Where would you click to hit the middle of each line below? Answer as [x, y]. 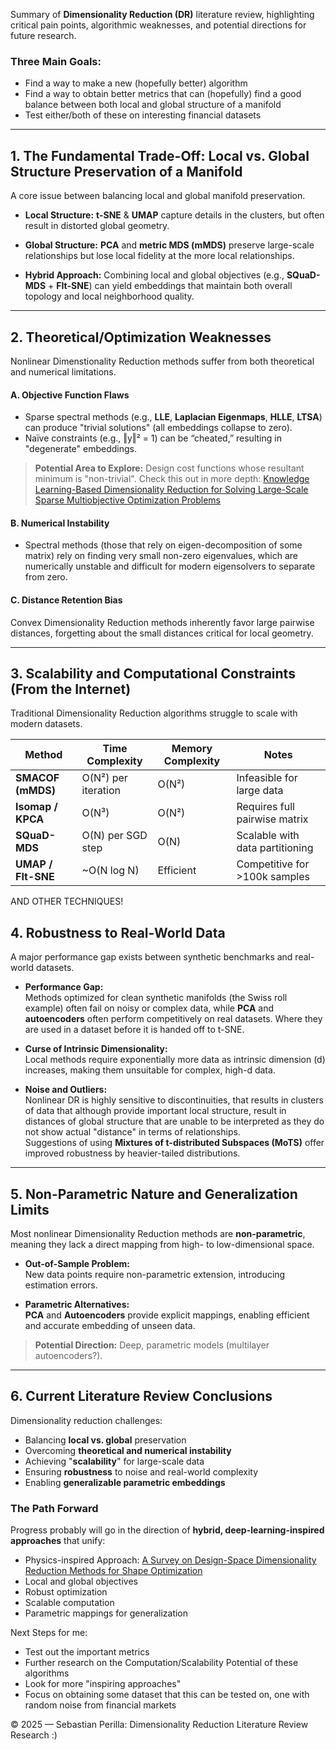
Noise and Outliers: [66, 1090]
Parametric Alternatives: [77, 1304]
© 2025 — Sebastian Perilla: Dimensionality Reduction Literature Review [159, 1725]
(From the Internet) [71, 689]
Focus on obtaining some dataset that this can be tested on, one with [167, 1695]
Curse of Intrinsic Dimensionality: [96, 1049]
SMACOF [37, 778]
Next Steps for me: [49, 1633]
